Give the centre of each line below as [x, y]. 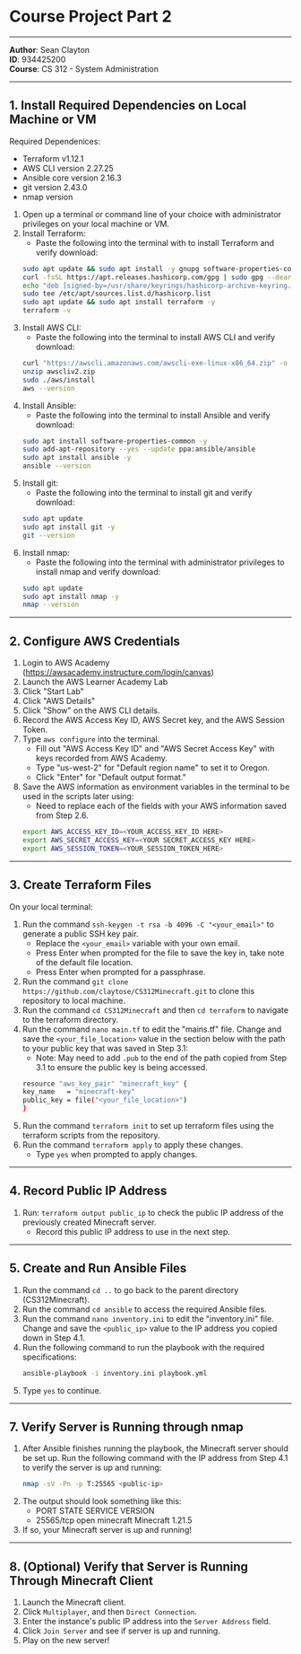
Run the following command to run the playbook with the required [143, 1347]
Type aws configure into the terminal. [91, 739]
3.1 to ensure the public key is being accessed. [121, 1067]
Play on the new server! [66, 1640]
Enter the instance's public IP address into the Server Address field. [146, 1621]
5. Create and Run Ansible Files [98, 1268]
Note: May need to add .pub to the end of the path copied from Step [161, 1058]
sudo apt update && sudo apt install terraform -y [119, 303]
